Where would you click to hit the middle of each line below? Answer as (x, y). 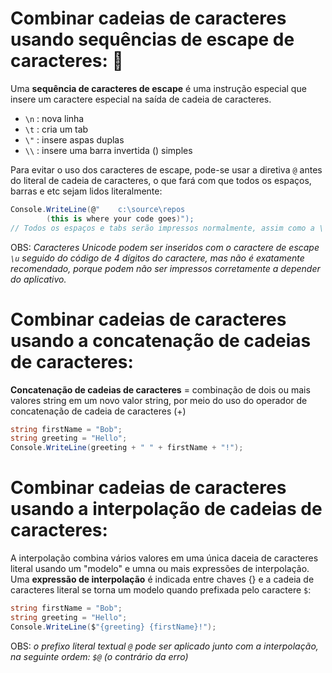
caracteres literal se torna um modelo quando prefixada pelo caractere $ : (161, 590)
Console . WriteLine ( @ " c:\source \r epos (98, 209)
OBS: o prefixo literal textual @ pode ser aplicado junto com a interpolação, (164, 646)
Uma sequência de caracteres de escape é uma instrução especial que (158, 88)
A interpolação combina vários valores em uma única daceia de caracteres (164, 558)
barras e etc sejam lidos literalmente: (86, 191)
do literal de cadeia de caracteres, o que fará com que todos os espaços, (161, 180)
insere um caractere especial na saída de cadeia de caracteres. (141, 99)
